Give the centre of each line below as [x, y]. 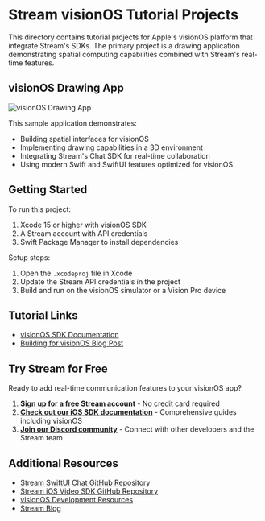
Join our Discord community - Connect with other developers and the [137, 429]
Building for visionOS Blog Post [72, 343]
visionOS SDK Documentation [69, 335]
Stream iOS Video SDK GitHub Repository [89, 491]
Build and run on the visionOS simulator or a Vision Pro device [123, 290]
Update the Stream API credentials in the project [100, 281]
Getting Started [48, 190]
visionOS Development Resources [77, 500]
